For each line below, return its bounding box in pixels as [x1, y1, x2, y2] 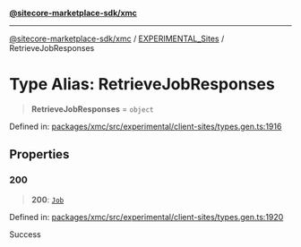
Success [9, 228, 42, 240]
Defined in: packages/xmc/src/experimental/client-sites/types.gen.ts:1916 [9, 121, 282, 132]
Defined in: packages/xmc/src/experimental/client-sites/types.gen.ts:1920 [9, 211, 284, 222]
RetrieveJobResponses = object [30, 103, 154, 115]
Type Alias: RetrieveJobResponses [9, 74, 275, 95]
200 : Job [30, 194, 64, 205]
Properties [9, 147, 70, 162]
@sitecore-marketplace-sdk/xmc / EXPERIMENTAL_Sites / [9, 33, 225, 44]
